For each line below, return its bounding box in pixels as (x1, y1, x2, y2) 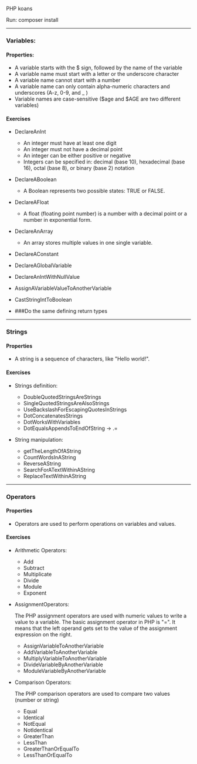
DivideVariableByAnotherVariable (23, 661, 104, 668)
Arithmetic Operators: (14, 546, 67, 553)
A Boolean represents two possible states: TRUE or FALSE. (23, 188, 165, 195)
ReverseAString (23, 460, 62, 467)
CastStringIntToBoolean (14, 296, 72, 303)
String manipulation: (14, 436, 63, 443)
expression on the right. (14, 630, 72, 638)
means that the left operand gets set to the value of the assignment (14, 625, 178, 632)
